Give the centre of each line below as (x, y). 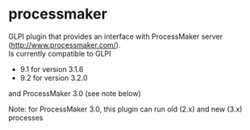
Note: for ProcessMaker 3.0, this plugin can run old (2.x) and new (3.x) (125, 109)
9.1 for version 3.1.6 (52, 69)
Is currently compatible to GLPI (60, 53)
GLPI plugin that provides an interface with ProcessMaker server (116, 36)
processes (26, 117)
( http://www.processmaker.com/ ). (65, 44)
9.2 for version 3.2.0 (54, 78)
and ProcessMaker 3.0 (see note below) (75, 93)
